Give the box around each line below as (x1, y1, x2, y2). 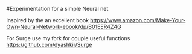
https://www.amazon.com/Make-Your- (90, 17, 186, 23)
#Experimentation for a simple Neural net (6, 5, 109, 12)
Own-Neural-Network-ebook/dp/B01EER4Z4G (6, 23, 122, 30)
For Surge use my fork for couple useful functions (6, 35, 130, 41)
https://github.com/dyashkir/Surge (6, 41, 92, 48)
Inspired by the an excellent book (6, 17, 89, 23)
